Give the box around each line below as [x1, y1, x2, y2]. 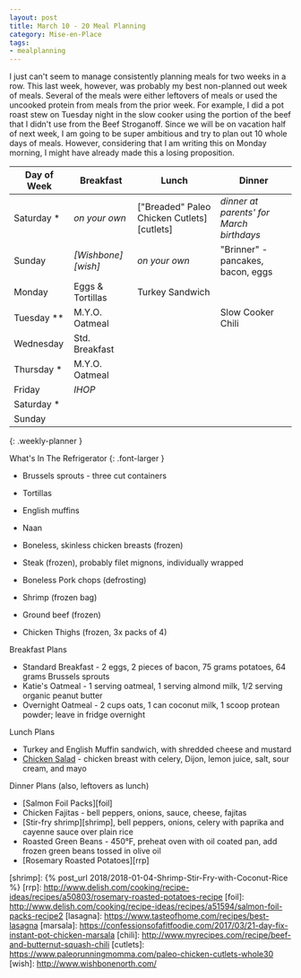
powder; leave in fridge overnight [21, 710, 146, 720]
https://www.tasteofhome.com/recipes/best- [104, 911, 270, 921]
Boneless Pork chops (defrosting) [21, 575, 147, 586]
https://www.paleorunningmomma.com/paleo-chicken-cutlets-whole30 [9, 948, 274, 960]
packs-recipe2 [9, 911, 64, 921]
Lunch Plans [9, 727, 56, 738]
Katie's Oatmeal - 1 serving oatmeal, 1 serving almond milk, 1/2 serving [21, 681, 283, 692]
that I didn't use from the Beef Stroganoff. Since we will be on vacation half [9, 118, 287, 130]
